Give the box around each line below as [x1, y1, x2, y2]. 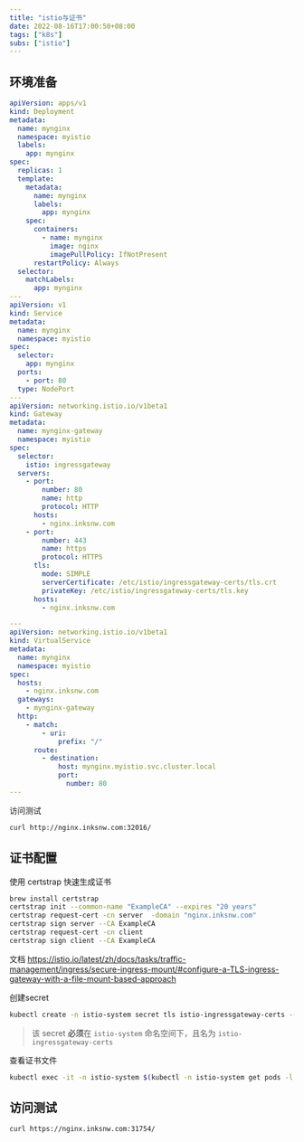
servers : [17, 468, 51, 477]
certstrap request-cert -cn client [9, 928, 144, 937]
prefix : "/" [57, 737, 103, 746]
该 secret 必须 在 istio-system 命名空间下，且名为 [31, 1027, 216, 1038]
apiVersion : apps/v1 [9, 99, 88, 109]
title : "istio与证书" [9, 13, 87, 23]
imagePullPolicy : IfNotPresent [49, 250, 168, 259]
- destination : [42, 754, 100, 763]
